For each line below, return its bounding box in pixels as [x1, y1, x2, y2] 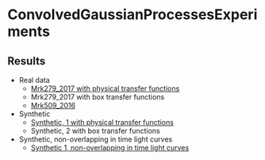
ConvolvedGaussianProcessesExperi [7, 6, 258, 24]
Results [7, 54, 46, 68]
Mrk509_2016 [30, 101, 76, 110]
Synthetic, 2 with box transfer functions [30, 126, 160, 135]
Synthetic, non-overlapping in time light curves [18, 135, 173, 144]
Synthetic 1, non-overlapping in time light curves [30, 143, 190, 152]
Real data [18, 76, 51, 84]
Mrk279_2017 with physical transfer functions [30, 84, 180, 93]
